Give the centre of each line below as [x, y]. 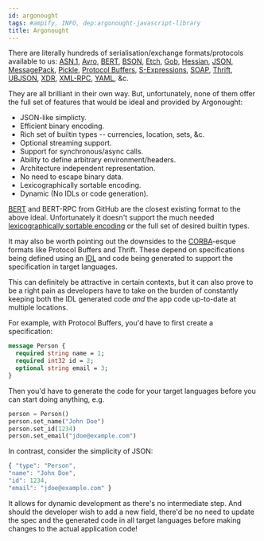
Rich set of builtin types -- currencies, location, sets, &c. [112, 134]
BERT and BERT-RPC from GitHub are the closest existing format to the [124, 209]
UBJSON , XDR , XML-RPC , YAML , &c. [68, 78]
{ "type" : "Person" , [43, 466]
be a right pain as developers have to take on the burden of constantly [123, 290]
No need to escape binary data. [72, 177]
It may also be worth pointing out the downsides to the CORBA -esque [122, 241]
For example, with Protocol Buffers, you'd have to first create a [111, 323]
